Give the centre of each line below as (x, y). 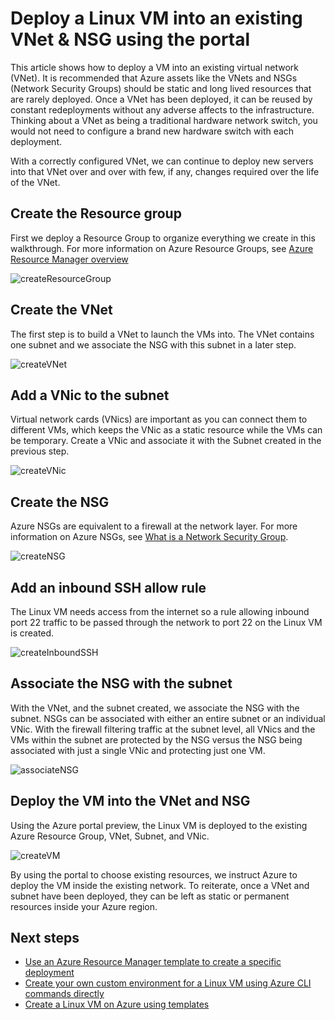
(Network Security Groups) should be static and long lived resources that (161, 88)
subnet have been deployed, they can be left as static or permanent (150, 896)
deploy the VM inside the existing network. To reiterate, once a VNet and (160, 885)
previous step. (40, 451)
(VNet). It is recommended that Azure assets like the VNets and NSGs (154, 78)
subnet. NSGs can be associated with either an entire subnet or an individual (168, 718)
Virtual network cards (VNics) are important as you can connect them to (159, 419)
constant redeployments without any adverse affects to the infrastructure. (162, 109)
